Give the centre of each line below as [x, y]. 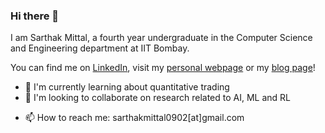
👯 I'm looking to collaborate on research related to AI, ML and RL [157, 98]
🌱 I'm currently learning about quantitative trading [127, 87]
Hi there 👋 [35, 16]
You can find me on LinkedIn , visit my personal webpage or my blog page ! [163, 68]
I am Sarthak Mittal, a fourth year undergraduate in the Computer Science [161, 38]
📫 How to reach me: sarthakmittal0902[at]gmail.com [134, 118]
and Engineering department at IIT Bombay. [100, 48]
